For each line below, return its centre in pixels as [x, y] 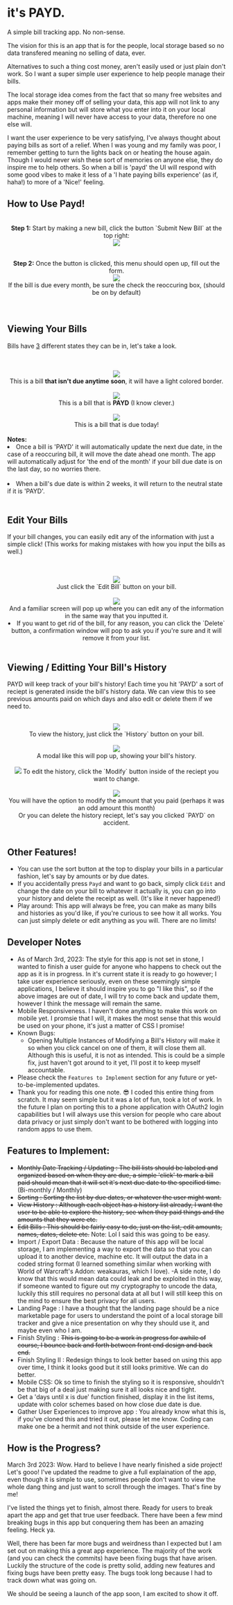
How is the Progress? [54, 1448]
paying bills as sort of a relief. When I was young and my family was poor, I [114, 145]
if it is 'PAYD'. [26, 491]
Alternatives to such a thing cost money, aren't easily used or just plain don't [116, 66]
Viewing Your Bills [47, 329]
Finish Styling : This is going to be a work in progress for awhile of [112, 1337]
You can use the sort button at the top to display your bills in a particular [120, 869]
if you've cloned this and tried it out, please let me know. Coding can [115, 1419]
